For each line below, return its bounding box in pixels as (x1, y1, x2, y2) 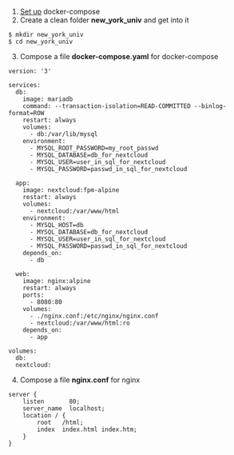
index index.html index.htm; (37, 425, 137, 433)
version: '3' (8, 67, 52, 75)
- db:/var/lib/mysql (29, 130, 98, 138)
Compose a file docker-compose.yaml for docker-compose (19, 52, 219, 61)
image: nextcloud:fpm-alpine (22, 186, 120, 194)
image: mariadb (22, 95, 73, 103)
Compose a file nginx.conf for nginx (19, 375, 141, 385)
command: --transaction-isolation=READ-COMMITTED (22, 102, 192, 110)
